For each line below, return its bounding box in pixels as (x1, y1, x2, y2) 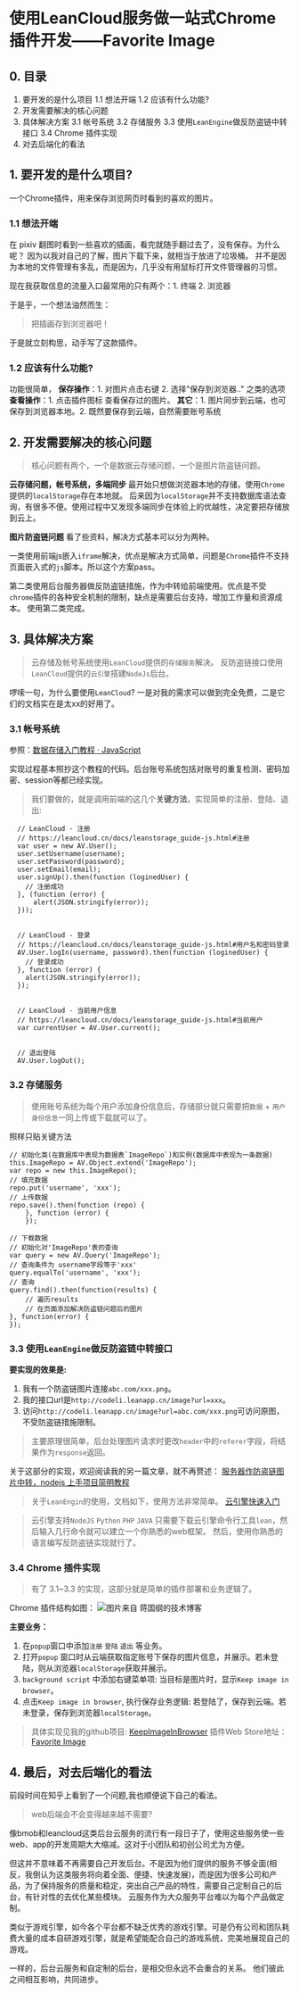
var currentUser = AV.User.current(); (17, 1024, 162, 1033)
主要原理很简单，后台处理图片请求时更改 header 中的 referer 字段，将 (30, 1435, 279, 1446)
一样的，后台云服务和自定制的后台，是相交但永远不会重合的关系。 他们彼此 (9, 1963, 285, 1973)
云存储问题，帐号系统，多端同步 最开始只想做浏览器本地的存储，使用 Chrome (9, 479, 285, 490)
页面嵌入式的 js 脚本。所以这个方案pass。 (9, 561, 160, 572)
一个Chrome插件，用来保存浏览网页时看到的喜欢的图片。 (9, 193, 218, 203)
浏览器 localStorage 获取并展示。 (53, 1663, 172, 1673)
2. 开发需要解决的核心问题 (9, 435, 152, 450)
